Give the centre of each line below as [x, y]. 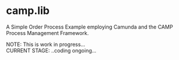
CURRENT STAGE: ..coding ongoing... [51, 50]
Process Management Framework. [47, 33]
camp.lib [28, 11]
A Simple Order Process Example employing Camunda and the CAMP [90, 27]
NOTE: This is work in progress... [46, 44]
